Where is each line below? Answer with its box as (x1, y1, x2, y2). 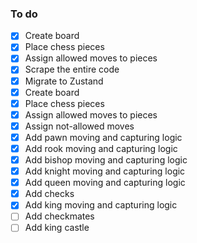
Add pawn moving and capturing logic (24, 131, 183, 143)
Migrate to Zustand (24, 75, 104, 87)
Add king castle (24, 222, 90, 234)
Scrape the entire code (24, 63, 120, 76)
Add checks (24, 188, 75, 200)
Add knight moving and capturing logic (24, 165, 186, 177)
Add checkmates (24, 210, 95, 222)
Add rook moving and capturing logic (24, 142, 178, 154)
